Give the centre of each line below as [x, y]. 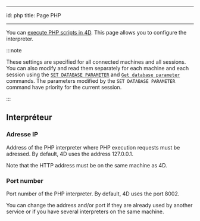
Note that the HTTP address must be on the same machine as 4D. [87, 165]
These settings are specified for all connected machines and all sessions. [96, 62]
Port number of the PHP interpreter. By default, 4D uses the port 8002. [93, 194]
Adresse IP [22, 135]
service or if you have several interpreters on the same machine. [85, 211]
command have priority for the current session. [64, 87]
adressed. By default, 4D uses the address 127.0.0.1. [70, 154]
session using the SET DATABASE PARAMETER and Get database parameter [93, 74]
